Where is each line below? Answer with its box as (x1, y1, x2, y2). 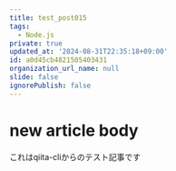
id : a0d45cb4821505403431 (9, 55, 107, 65)
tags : (9, 22, 30, 31)
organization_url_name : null (9, 65, 120, 74)
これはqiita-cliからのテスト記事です (9, 151, 142, 162)
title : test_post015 (9, 13, 88, 23)
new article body (9, 120, 139, 141)
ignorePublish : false (9, 81, 92, 90)
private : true (9, 38, 64, 48)
